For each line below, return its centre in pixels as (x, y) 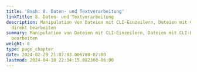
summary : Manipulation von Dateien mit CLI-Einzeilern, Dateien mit (91, 33)
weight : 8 (18, 44)
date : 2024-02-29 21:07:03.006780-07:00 (56, 55)
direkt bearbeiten (34, 28)
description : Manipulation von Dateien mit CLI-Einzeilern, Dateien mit (97, 22)
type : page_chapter (30, 49)
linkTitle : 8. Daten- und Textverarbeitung (60, 17)
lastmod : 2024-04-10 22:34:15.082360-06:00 (60, 60)
